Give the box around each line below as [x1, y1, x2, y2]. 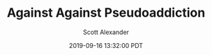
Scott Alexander [82, 28, 130, 36]
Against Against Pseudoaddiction [6, 5, 206, 21]
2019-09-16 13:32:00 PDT [68, 41, 144, 49]
